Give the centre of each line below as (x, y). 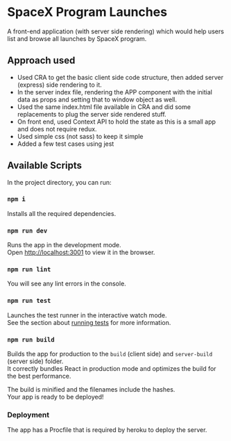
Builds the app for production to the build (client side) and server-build (110, 354)
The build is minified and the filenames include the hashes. (91, 390)
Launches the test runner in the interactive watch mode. (87, 315)
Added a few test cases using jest (66, 144)
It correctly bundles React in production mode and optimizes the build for (112, 369)
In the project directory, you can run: (59, 182)
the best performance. (39, 376)
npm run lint (29, 269)
